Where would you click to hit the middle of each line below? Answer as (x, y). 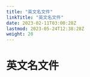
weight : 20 (20, 34)
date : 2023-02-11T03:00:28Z (41, 23)
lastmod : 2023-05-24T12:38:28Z (45, 29)
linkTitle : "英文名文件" (35, 17)
